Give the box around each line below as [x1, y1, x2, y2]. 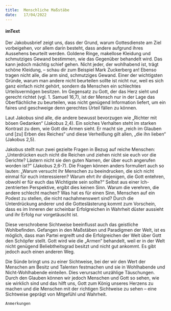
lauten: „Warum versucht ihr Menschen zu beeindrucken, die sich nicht [5, 168, 154, 174]
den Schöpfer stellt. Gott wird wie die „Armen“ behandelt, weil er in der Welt [5, 237, 165, 243]
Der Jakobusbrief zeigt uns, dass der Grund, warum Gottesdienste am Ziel [5, 39, 162, 46]
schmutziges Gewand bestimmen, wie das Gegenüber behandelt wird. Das [5, 56, 162, 62]
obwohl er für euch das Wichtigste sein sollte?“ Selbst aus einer [5, 179, 139, 185]
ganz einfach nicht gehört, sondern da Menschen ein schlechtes [5, 83, 141, 89]
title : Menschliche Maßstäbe [5, 7, 70, 13]
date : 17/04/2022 [5, 12, 47, 17]
